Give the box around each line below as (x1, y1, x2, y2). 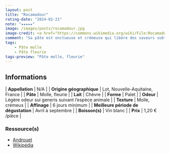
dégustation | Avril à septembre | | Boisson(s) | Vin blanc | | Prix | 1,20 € (5, 108, 157, 114)
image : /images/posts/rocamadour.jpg (5, 26, 85, 31)
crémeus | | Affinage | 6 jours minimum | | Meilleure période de (5, 102, 139, 108)
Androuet (12, 137, 32, 143)
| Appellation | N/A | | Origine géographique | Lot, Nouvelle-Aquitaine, (5, 86, 153, 92)
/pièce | (5, 113, 21, 119)
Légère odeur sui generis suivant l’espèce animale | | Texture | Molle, (5, 97, 150, 103)
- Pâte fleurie (14, 49, 47, 54)
